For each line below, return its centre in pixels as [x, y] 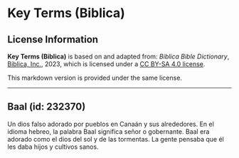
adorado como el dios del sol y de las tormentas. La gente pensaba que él [116, 139]
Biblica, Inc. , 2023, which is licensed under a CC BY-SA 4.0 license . [106, 64]
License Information [53, 39]
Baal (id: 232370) [47, 107]
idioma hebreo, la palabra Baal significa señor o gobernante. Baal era [108, 131]
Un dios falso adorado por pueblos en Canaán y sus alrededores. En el [111, 124]
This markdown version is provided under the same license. [95, 78]
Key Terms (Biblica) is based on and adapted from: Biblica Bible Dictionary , [118, 56]
